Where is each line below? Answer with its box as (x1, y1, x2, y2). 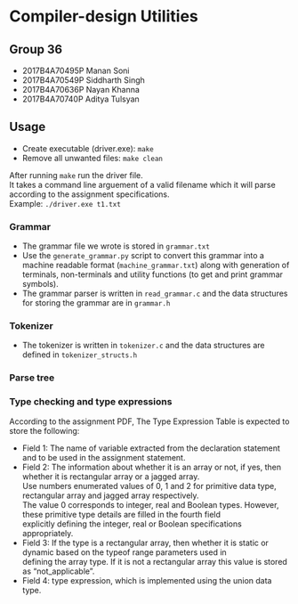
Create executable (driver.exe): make (21, 143, 154, 153)
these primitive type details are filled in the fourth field (21, 509, 221, 519)
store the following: (9, 425, 80, 436)
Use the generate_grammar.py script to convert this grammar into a (21, 250, 265, 261)
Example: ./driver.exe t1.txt (9, 198, 122, 208)
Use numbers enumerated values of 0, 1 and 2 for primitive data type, (21, 480, 278, 491)
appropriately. (21, 527, 74, 538)
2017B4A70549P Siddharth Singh (21, 75, 145, 86)
